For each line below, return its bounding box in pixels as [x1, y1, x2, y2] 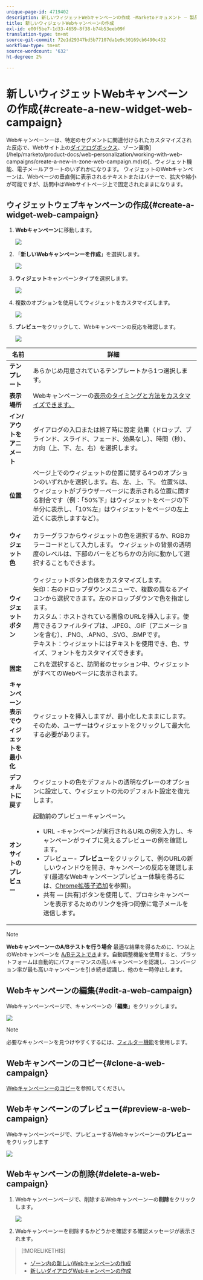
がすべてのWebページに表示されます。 [33, 669, 141, 678]
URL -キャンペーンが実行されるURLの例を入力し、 [43, 827, 187, 835]
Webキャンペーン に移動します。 [14, 226, 95, 233]
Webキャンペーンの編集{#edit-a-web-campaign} [6, 985, 193, 996]
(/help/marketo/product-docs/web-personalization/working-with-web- [6, 151, 182, 158]
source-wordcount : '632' [6, 48, 69, 54]
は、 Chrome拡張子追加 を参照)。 [43, 881, 135, 890]
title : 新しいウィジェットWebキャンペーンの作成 [6, 20, 115, 26]
